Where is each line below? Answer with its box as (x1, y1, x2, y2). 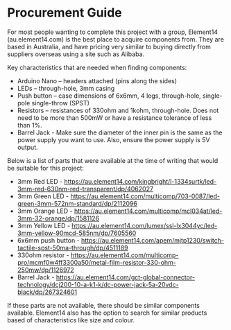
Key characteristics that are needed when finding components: (7, 63, 187, 71)
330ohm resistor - (17, 251, 69, 259)
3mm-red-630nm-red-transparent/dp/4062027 (17, 184, 154, 193)
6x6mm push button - (17, 236, 80, 244)
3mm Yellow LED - (17, 221, 71, 229)
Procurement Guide (7, 5, 123, 21)
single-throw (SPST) (31, 98, 90, 107)
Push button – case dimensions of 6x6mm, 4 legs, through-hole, (17, 92, 201, 100)
